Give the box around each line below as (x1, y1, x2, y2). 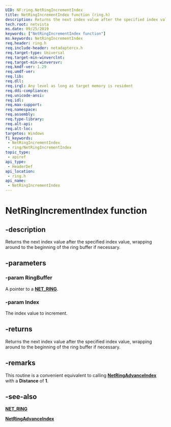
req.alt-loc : (5, 126, 33, 131)
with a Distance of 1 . (5, 378, 49, 384)
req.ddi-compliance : (5, 88, 49, 93)
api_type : (5, 159, 26, 164)
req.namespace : (5, 107, 38, 112)
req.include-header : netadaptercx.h (5, 45, 83, 51)
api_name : (5, 178, 26, 184)
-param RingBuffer (5, 274, 52, 281)
